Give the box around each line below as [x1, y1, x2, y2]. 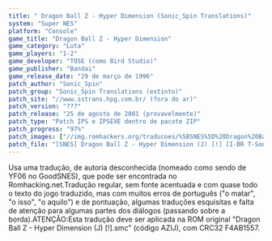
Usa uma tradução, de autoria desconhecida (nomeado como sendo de [8, 162, 247, 172]
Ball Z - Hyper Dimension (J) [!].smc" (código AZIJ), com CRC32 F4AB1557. [8, 222, 261, 232]
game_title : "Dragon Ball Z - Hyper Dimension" [8, 34, 172, 43]
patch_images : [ [8, 132, 63, 140]
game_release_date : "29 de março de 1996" [8, 72, 154, 80]
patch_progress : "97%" [8, 125, 85, 133]
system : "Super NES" [8, 19, 79, 28]
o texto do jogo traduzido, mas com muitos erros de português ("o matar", [8, 188, 256, 198]
